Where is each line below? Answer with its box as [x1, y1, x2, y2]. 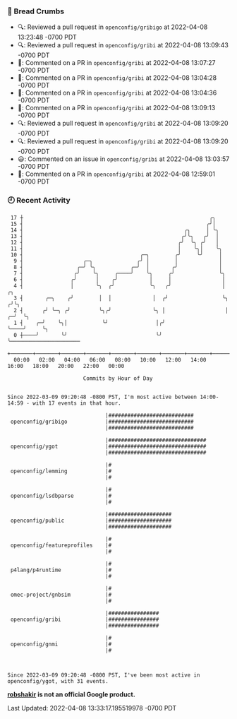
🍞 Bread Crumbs [7, 6, 65, 16]
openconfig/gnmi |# [10, 641, 112, 648]
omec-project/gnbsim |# [10, 591, 112, 598]
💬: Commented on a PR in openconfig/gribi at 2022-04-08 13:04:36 [17, 88, 217, 97]
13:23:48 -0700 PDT [17, 33, 78, 42]
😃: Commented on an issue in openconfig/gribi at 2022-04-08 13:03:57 [17, 155, 230, 163]
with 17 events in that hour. [32, 399, 121, 407]
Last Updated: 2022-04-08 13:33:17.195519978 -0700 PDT [7, 703, 177, 712]
